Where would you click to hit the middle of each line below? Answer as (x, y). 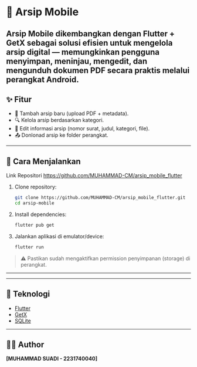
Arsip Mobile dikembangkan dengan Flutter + (90, 34)
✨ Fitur (19, 99)
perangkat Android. (43, 80)
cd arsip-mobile (34, 203)
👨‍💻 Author (25, 344)
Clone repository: (35, 187)
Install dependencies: (40, 214)
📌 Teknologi (28, 294)
